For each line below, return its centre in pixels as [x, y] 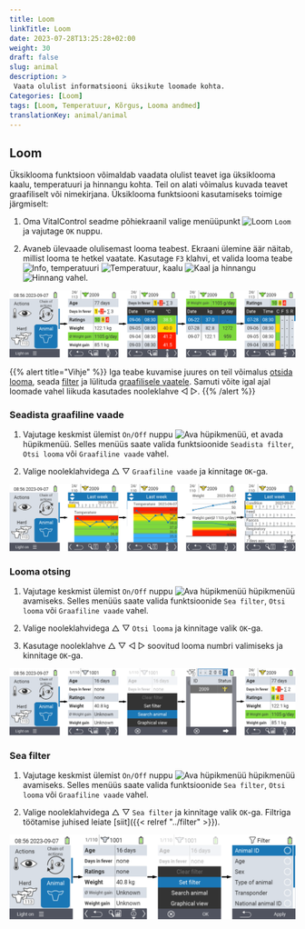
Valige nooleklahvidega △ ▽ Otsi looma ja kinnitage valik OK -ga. [143, 628]
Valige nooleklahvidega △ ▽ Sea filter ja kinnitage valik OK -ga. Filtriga [157, 812]
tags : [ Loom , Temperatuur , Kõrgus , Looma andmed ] [105, 105]
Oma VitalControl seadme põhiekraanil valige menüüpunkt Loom [157, 222]
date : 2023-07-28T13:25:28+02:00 [73, 38]
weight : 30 [30, 48]
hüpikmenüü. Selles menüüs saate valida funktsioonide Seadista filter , [158, 445]
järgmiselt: [29, 204]
